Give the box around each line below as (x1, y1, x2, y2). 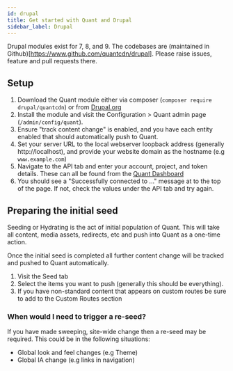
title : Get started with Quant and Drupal (7, 17, 132, 24)
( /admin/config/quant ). (17, 118, 83, 126)
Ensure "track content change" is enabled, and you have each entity (17, 125, 214, 134)
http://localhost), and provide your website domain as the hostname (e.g (17, 148, 225, 156)
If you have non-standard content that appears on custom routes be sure (17, 287, 227, 295)
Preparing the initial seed (7, 205, 118, 216)
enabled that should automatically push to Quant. (17, 133, 159, 141)
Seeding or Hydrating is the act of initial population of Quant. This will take (7, 223, 220, 231)
